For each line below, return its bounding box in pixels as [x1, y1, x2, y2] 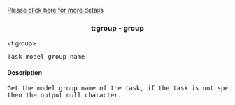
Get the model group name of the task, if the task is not [7, 84, 215, 92]
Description [7, 68, 43, 76]
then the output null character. [7, 91, 122, 99]
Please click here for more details [7, 6, 104, 14]
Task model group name [7, 52, 85, 61]
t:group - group [90, 23, 145, 33]
